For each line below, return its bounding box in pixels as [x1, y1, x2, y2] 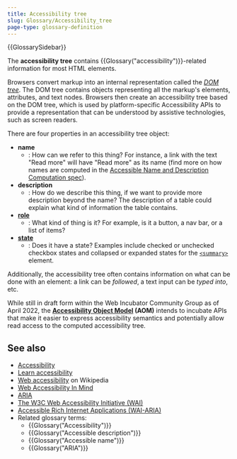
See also [7, 342, 46, 354]
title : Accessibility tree [7, 10, 87, 18]
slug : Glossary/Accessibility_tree [7, 17, 112, 24]
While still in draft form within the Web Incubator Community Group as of [7, 299, 219, 307]
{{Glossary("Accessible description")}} [28, 428, 141, 437]
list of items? [28, 226, 66, 235]
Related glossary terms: [17, 414, 87, 422]
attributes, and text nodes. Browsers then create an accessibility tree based [7, 93, 228, 101]
